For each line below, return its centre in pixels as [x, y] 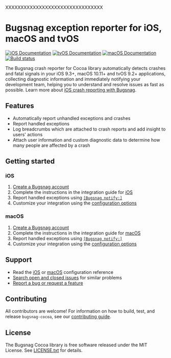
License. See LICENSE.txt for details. [44, 350]
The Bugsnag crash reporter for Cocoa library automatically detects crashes [86, 68]
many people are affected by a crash [51, 145]
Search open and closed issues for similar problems [67, 277]
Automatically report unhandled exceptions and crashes [71, 118]
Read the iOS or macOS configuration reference [63, 272]
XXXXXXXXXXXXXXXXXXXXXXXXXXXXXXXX [54, 7]
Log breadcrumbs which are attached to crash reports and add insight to [89, 129]
